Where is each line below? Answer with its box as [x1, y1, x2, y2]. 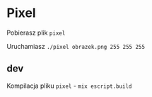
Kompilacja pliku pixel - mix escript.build [6, 81, 132, 90]
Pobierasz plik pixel [6, 28, 66, 37]
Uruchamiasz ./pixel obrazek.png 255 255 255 [6, 42, 146, 50]
